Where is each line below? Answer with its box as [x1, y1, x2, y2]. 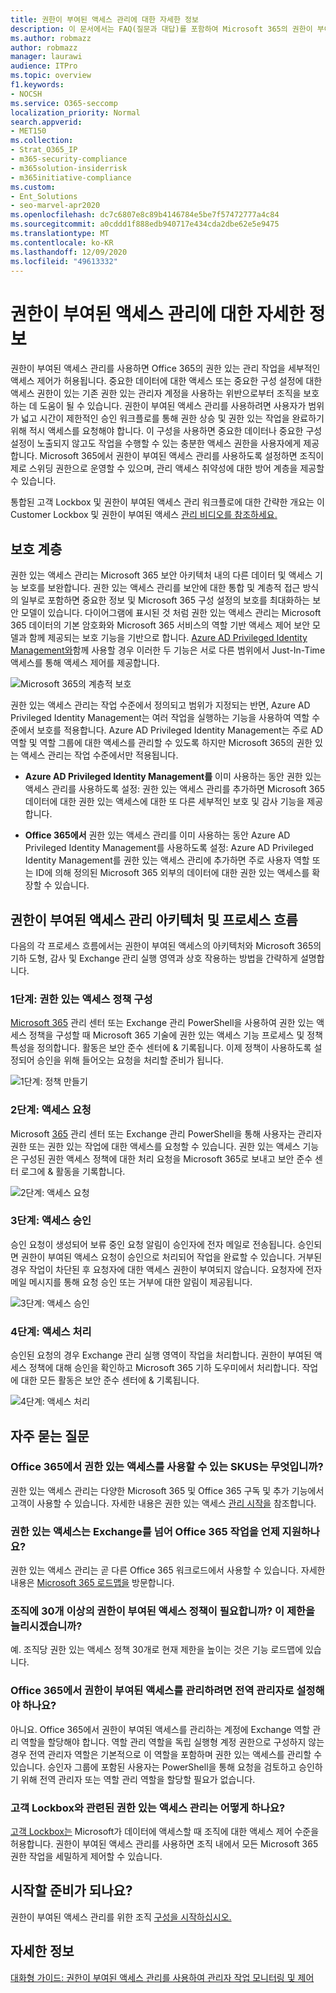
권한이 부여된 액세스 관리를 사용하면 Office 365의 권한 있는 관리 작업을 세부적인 [10, 362, 321, 375]
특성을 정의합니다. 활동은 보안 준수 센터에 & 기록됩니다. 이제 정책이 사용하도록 [10, 1042, 312, 1054]
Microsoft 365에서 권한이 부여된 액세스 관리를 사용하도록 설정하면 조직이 [39, 450, 325, 462]
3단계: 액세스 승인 [10, 1214, 92, 1228]
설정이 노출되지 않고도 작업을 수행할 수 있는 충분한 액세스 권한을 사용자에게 [10, 437, 302, 450]
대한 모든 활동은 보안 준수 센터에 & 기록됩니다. [20, 1374, 200, 1386]
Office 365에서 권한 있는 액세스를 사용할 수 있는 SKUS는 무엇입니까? [10, 1460, 324, 1474]
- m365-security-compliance [10, 154, 128, 164]
